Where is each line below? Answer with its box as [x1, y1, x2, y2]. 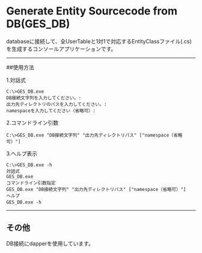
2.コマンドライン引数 [6, 119, 59, 126]
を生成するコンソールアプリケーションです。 [6, 45, 117, 52]
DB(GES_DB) [6, 17, 70, 31]
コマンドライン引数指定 [6, 180, 56, 186]
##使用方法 [6, 63, 34, 70]
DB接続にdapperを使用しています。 [6, 240, 94, 247]
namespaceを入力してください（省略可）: [6, 107, 96, 114]
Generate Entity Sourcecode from [6, 4, 178, 18]
